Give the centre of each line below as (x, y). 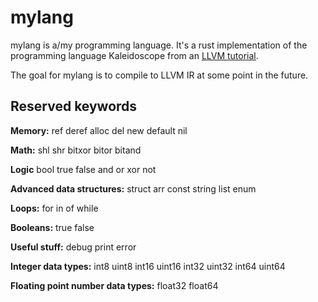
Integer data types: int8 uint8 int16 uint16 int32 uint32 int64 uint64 (148, 266)
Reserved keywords (74, 106)
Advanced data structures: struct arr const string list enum (133, 188)
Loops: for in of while (54, 208)
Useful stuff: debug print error (73, 247)
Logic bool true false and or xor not (83, 169)
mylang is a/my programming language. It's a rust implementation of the (159, 45)
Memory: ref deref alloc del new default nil (99, 130)
